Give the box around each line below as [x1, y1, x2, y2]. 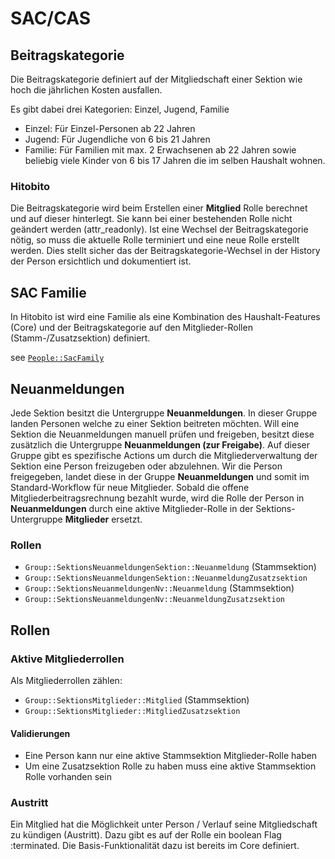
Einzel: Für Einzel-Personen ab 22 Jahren [24, 123, 196, 134]
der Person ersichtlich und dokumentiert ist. [10, 255, 192, 267]
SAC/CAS [10, 7, 91, 30]
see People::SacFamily [10, 352, 105, 364]
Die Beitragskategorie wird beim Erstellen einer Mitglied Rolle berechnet [10, 202, 308, 214]
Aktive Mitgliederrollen [10, 652, 125, 666]
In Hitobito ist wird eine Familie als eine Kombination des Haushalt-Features [10, 311, 321, 323]
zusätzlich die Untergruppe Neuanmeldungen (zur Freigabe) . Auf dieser [10, 438, 310, 451]
